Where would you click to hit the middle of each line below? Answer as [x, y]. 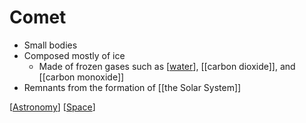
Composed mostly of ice [74, 55]
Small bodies [50, 45]
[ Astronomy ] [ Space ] [52, 107]
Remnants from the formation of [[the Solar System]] [132, 87]
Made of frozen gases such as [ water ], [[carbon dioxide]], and [167, 66]
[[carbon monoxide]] [81, 77]
